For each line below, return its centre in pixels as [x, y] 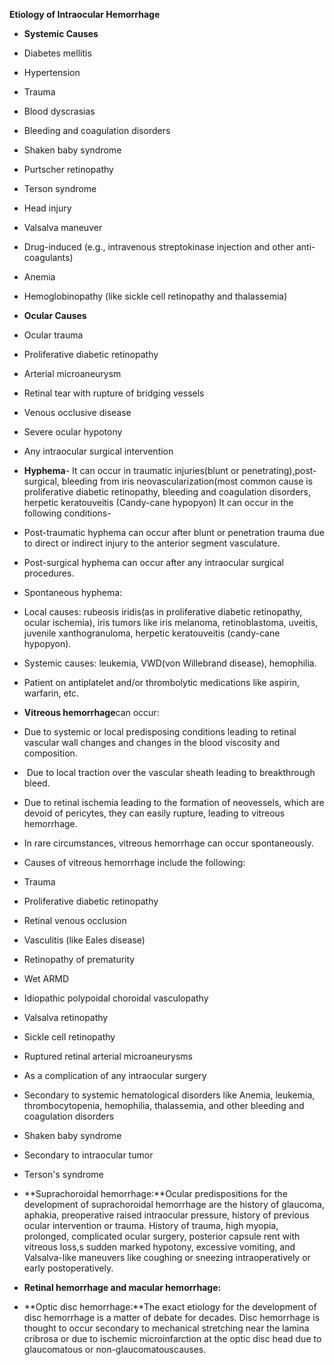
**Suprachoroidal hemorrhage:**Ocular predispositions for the [155, 1193]
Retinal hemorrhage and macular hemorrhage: [122, 1287]
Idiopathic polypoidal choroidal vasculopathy [116, 998]
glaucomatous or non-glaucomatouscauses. [115, 1349]
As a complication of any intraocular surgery [115, 1075]
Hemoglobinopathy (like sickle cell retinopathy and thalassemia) [155, 296]
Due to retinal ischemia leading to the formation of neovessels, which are [174, 802]
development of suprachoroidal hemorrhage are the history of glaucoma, [174, 1204]
